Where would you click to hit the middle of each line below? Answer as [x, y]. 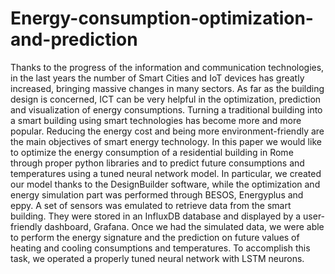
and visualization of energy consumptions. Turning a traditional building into [166, 109]
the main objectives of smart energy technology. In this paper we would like [166, 141]
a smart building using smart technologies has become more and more [156, 120]
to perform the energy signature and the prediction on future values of [155, 237]
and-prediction [74, 39]
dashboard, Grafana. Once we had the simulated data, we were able [184, 226]
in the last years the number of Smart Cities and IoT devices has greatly [157, 78]
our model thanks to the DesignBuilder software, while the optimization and [165, 184]
